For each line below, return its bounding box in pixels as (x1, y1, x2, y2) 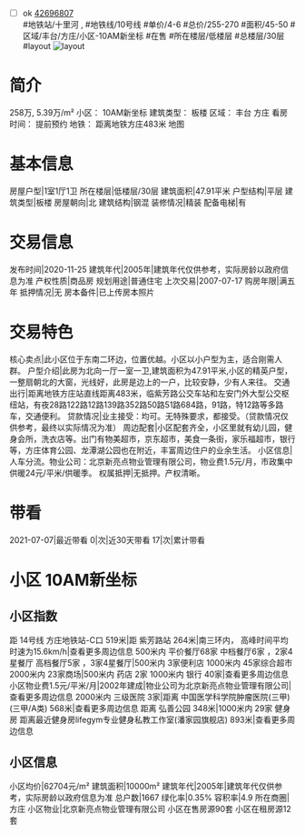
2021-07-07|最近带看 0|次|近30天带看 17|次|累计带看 (9, 534, 206, 545)
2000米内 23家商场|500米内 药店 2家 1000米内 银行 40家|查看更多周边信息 (9, 668, 289, 679)
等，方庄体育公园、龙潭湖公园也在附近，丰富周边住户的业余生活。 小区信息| (9, 445, 293, 456)
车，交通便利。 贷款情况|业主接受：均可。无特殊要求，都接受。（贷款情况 (9, 410, 281, 421)
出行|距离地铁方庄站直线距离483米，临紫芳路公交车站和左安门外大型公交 (9, 387, 282, 398)
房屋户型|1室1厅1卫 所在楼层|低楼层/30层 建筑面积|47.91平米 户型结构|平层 (9, 186, 283, 196)
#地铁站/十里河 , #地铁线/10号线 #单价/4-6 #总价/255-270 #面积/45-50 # (22, 19, 296, 30)
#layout (22, 41, 52, 52)
